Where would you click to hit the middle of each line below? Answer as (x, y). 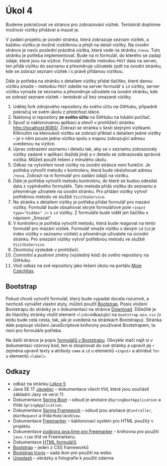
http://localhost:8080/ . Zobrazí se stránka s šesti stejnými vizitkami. (82, 128)
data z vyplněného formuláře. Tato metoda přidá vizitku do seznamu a (84, 186)
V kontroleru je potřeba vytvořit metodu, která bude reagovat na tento (84, 223)
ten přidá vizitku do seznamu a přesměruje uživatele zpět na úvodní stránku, (84, 66)
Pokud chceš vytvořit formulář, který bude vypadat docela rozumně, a (77, 298)
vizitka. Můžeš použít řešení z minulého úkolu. (60, 159)
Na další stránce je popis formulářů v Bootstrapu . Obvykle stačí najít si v (79, 340)
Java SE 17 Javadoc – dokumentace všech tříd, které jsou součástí (81, 389)
